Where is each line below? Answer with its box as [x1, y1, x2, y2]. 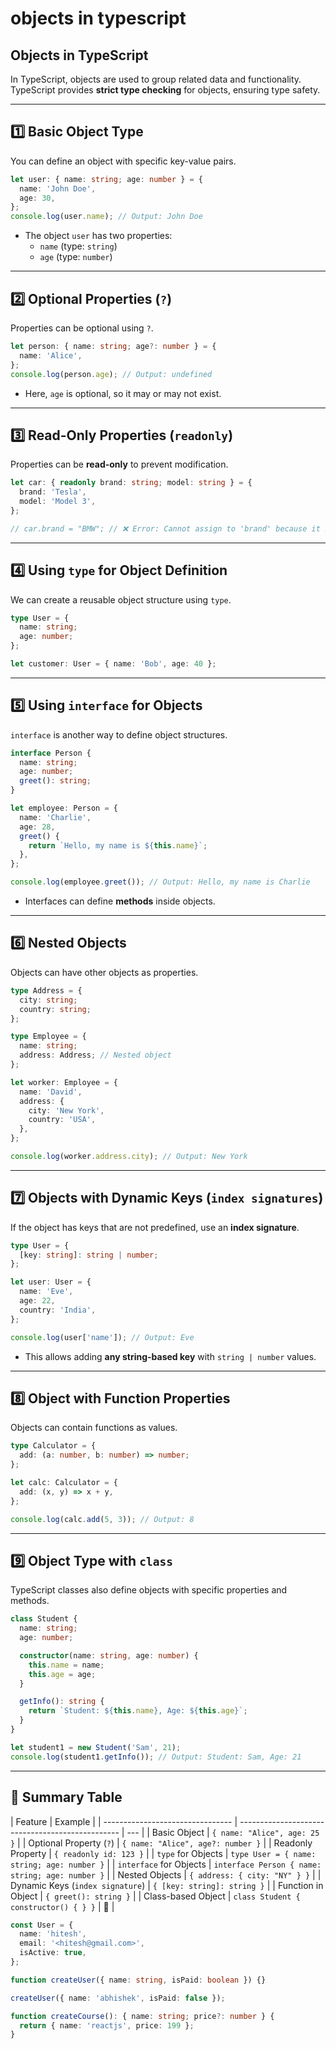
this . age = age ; [28, 1669, 97, 1679]
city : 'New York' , [28, 1105, 105, 1116]
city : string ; [19, 995, 78, 1005]
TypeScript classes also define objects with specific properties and [10, 1584, 288, 1596]
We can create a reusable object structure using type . [10, 593, 232, 606]
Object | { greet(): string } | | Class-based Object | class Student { [10, 1890, 301, 1902]
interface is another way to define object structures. [10, 728, 228, 741]
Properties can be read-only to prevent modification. [10, 458, 229, 471]
